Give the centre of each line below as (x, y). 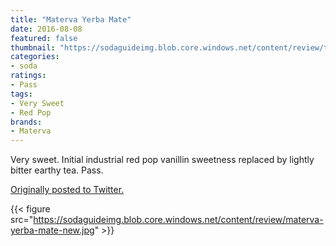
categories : (35, 57)
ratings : (28, 76)
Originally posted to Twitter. (67, 190)
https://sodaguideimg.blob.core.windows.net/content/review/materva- (178, 220)
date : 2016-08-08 (46, 29)
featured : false (44, 38)
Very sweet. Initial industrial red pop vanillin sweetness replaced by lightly (162, 160)
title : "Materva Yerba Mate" (71, 19)
